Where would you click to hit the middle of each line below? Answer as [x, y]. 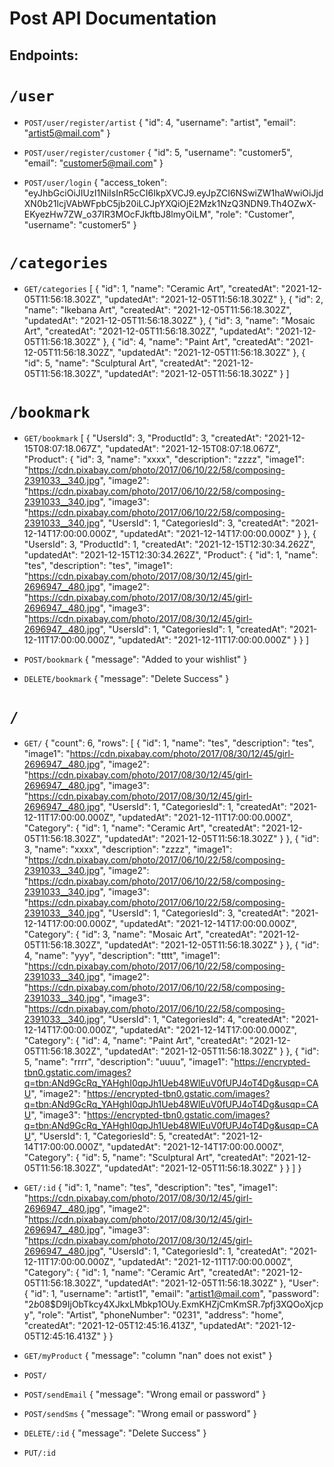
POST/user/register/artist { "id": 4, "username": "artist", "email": [159, 122]
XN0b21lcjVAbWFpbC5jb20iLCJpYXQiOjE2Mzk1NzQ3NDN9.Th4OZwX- [170, 203]
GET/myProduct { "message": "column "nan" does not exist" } [148, 1356]
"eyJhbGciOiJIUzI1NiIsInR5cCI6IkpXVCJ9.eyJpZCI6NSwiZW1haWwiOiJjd [173, 193]
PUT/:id [39, 1453]
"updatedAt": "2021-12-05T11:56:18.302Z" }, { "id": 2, [214, 299]
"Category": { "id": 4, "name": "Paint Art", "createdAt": [135, 1041]
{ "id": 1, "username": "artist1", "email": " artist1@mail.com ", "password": [171, 1294]
